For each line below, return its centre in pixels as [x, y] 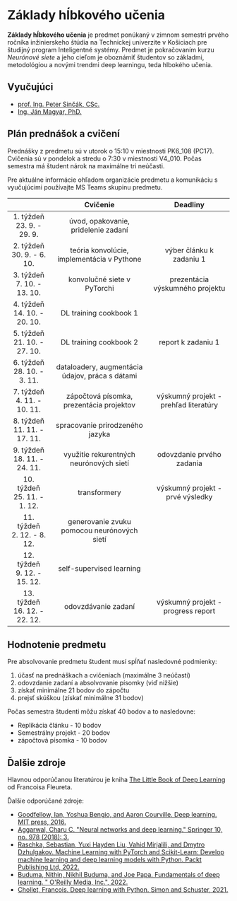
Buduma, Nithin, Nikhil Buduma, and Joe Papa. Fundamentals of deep [119, 875]
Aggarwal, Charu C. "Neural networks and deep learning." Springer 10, [120, 830]
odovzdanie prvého [189, 454]
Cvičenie [99, 204]
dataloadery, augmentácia [99, 366]
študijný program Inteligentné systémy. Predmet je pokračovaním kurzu [111, 50]
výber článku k [189, 250]
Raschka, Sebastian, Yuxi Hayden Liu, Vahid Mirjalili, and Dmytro [111, 844]
